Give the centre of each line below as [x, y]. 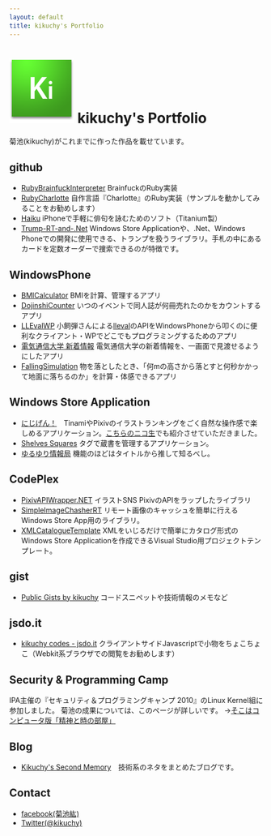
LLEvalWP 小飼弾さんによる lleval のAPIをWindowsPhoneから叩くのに [135, 326]
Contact [30, 793]
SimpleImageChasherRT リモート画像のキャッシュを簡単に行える [129, 510]
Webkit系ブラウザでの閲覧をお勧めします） [107, 654]
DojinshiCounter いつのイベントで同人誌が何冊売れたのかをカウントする [141, 306]
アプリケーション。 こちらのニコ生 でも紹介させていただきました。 [152, 433]
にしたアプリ [42, 356]
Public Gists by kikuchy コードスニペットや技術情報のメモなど [125, 597]
